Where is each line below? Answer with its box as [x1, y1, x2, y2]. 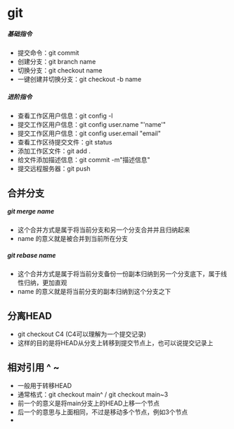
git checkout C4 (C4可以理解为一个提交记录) [17, 330, 146, 339]
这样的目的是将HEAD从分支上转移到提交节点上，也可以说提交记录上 [17, 339, 214, 347]
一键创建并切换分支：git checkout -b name [17, 75, 142, 84]
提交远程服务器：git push [17, 164, 91, 173]
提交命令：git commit [17, 49, 79, 57]
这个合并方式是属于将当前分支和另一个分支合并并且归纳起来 [17, 225, 190, 234]
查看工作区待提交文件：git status [17, 138, 112, 147]
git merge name [7, 207, 55, 216]
